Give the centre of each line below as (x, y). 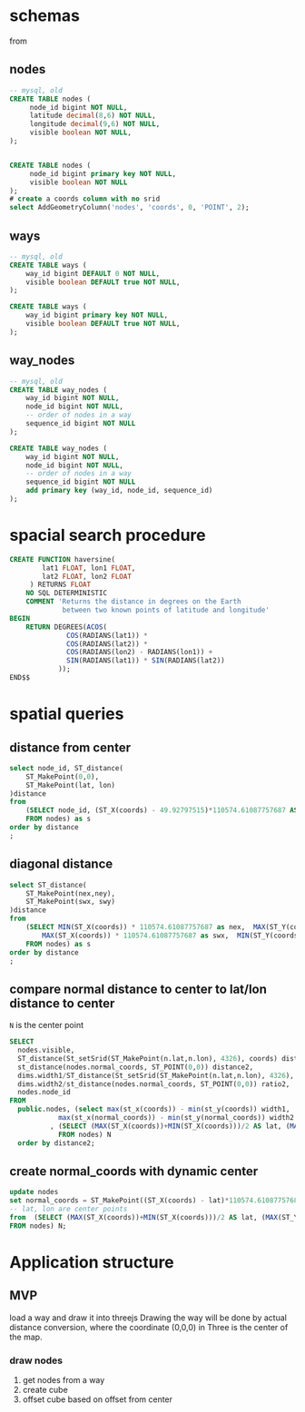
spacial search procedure (108, 535)
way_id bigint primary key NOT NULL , (97, 315)
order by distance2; (56, 1143)
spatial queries (67, 714)
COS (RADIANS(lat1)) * (107, 635)
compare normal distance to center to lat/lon (138, 989)
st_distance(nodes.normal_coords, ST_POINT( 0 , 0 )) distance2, (136, 1067)
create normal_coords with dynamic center (134, 1171)
